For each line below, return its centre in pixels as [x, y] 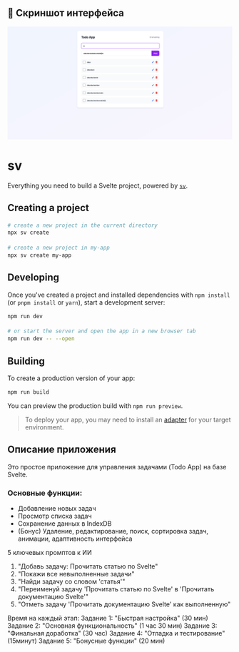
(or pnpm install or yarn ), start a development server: [86, 302]
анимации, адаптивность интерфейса [75, 539]
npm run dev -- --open [41, 339]
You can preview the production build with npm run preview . [95, 406]
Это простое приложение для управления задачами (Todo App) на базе [117, 467]
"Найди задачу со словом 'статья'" [71, 581]
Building [26, 361]
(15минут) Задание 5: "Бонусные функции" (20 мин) [86, 641]
